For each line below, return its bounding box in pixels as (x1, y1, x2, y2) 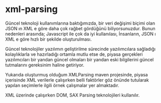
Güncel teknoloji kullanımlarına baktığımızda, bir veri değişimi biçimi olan (5, 20, 155, 26)
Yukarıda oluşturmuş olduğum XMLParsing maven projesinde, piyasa (5, 71, 148, 77)
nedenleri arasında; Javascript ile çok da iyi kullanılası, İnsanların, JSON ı (5, 31, 156, 37)
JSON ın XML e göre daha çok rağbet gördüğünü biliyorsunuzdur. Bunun (5, 25, 155, 31)
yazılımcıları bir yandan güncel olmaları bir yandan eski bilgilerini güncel (5, 56, 154, 62)
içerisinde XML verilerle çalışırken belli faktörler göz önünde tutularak (5, 77, 149, 83)
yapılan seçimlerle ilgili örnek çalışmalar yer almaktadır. (5, 82, 119, 88)
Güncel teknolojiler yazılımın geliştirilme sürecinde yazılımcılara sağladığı (5, 46, 156, 52)
